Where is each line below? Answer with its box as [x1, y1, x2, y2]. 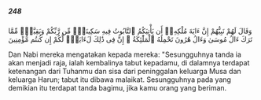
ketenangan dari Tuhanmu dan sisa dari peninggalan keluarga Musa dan [8, 66, 241, 76]
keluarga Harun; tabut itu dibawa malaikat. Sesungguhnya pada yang [8, 75, 232, 84]
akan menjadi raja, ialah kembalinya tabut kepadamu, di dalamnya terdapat [8, 57, 250, 67]
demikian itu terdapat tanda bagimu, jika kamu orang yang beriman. [8, 83, 227, 92]
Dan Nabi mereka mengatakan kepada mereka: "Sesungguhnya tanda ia [8, 50, 242, 59]
